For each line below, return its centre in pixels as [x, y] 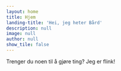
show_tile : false [28, 45]
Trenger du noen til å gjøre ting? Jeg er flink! [61, 61]
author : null [22, 39]
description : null [29, 28]
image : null [21, 34]
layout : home [22, 12]
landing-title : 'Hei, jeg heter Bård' [54, 22]
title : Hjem [21, 17]
